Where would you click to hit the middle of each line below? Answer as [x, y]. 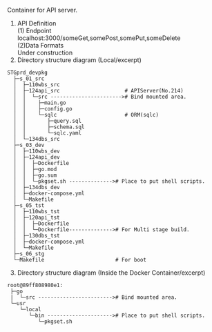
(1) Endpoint [34, 31]
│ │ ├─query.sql [47, 121]
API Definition [37, 23]
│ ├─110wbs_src [37, 85]
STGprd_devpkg [28, 72]
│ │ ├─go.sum [35, 175]
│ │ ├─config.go [43, 109]
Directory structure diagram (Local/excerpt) [79, 60]
